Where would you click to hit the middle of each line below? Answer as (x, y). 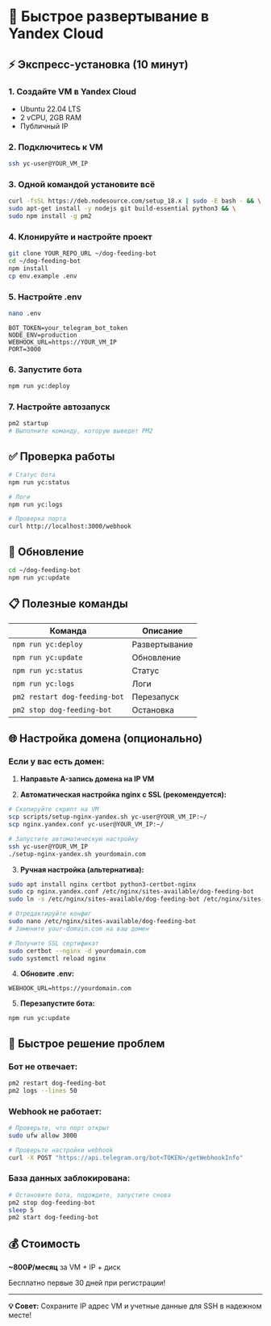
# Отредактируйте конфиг (50, 914)
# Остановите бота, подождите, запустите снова (90, 1195)
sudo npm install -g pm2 (50, 216)
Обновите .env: (47, 974)
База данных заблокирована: (69, 1178)
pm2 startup (28, 424)
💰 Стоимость (44, 1243)
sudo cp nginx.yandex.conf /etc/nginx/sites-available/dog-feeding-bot (131, 892)
